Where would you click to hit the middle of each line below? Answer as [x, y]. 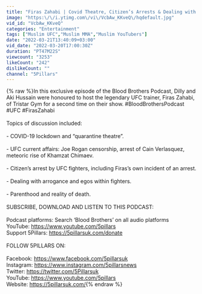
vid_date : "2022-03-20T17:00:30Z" [50, 46]
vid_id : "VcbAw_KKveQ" [35, 23]
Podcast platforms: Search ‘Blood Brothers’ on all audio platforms [88, 220]
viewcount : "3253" [29, 57]
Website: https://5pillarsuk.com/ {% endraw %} [64, 284]
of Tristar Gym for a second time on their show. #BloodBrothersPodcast [95, 104]
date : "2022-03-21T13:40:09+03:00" [51, 40]
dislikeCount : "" [28, 68]
